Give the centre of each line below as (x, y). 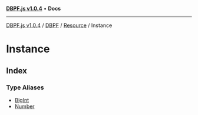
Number (24, 106)
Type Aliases (25, 87)
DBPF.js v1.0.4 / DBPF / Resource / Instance (59, 25)
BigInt (22, 100)
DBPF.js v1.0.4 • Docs (34, 9)
